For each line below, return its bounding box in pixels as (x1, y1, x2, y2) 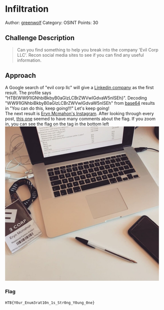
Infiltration (5, 3, 49, 15)
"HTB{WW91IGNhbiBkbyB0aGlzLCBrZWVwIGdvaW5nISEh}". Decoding (5, 95, 147, 101)
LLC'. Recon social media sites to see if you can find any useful (17, 52, 144, 58)
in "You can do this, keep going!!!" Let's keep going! (5, 105, 110, 111)
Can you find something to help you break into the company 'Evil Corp (17, 47, 159, 52)
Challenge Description (5, 34, 75, 42)
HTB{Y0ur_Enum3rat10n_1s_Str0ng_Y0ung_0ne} (5, 300, 95, 305)
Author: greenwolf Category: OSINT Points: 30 (5, 20, 99, 25)
